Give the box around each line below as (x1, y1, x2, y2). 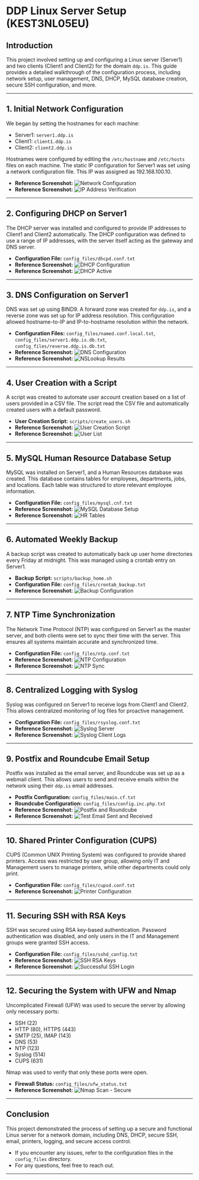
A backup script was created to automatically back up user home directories (6, 550, 192, 557)
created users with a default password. (6, 406, 102, 414)
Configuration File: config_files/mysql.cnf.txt (14, 500, 133, 507)
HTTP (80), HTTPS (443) (14, 1025, 76, 1033)
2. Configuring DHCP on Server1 (6, 209, 127, 219)
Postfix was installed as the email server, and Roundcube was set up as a (6, 769, 185, 777)
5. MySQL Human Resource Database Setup (6, 453, 172, 463)
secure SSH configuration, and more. (6, 81, 97, 88)
